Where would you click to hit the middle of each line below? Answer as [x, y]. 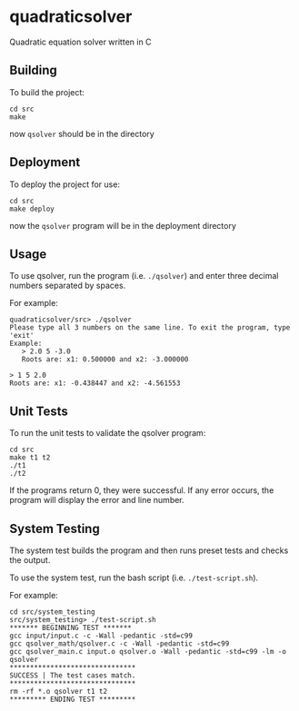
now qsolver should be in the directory [82, 133]
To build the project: [47, 92]
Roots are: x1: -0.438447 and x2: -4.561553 [95, 383]
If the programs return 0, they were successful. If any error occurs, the [142, 490]
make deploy [32, 209]
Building [33, 70]
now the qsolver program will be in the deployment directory [123, 225]
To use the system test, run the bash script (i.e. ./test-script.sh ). [134, 578]
